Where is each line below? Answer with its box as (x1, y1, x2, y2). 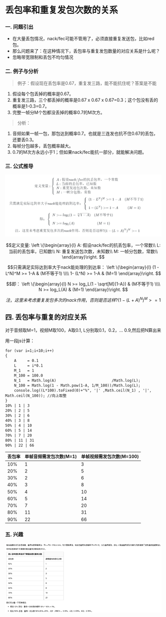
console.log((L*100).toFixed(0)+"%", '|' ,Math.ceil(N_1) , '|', (14, 388, 152, 393)
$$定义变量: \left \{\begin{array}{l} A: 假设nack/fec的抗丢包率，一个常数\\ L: (5, 242, 161, 248)
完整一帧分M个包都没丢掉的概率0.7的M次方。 (12, 109, 105, 115)
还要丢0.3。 (12, 137, 37, 142)
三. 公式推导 (5, 162, 34, 169)
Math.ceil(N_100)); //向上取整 (5, 393, 67, 398)
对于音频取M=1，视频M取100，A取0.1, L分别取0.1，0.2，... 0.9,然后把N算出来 (5, 327, 162, 333)
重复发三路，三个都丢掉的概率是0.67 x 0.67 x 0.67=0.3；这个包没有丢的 (12, 97, 159, 103)
